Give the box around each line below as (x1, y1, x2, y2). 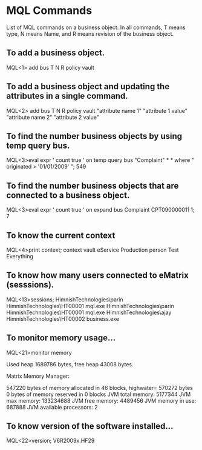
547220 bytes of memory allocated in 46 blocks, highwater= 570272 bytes (6, 384, 194, 391)
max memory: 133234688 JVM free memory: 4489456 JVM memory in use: (6, 397, 197, 404)
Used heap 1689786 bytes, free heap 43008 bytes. (6, 360, 134, 368)
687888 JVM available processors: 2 (6, 403, 98, 411)
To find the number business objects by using (6, 131, 183, 141)
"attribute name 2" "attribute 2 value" (6, 113, 100, 121)
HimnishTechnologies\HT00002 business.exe (6, 315, 120, 322)
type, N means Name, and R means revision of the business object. (6, 30, 174, 37)
